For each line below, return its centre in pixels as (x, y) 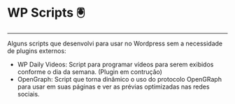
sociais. (28, 94)
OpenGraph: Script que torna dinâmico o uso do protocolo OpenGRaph (120, 79)
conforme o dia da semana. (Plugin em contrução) (90, 72)
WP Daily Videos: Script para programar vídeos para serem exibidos (115, 64)
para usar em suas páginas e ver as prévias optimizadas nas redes (113, 87)
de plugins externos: (37, 51)
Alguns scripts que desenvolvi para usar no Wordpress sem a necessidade (115, 43)
